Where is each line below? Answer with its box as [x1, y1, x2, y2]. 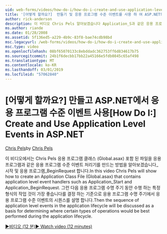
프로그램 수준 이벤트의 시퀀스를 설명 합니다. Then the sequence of [10, 197, 139, 203]
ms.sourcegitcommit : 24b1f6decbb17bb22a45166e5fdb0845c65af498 [5, 53, 139, 59]
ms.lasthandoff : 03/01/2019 [5, 68, 64, 73]
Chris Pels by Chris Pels [5, 145, 53, 151]
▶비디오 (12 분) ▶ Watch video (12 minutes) [5, 223, 92, 229]
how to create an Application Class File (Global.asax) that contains [5, 173, 141, 179]
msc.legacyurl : [5, 40, 37, 45]
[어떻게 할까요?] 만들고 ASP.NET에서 [5, 95, 149, 106]
